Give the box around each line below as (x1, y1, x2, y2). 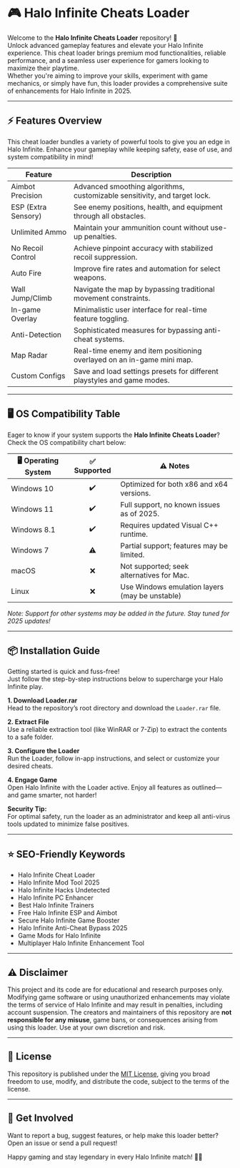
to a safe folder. (7, 732, 54, 742)
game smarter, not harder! (20, 791, 97, 800)
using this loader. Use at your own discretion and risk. (7, 1023, 166, 1032)
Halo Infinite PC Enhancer (17, 893, 94, 902)
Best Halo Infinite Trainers (17, 901, 94, 910)
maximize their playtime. (7, 64, 80, 72)
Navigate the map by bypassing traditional (74, 284, 216, 294)
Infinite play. (7, 683, 44, 691)
